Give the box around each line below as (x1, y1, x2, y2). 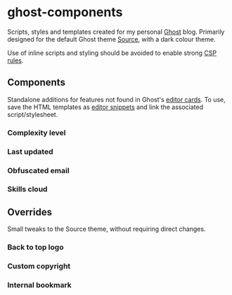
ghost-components (7, 4, 123, 20)
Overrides (7, 206, 53, 218)
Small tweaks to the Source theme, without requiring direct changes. (7, 225, 206, 233)
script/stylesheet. (7, 110, 58, 118)
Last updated (7, 146, 53, 156)
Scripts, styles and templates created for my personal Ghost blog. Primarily (7, 27, 225, 36)
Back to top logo (7, 242, 64, 252)
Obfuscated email (7, 165, 70, 175)
